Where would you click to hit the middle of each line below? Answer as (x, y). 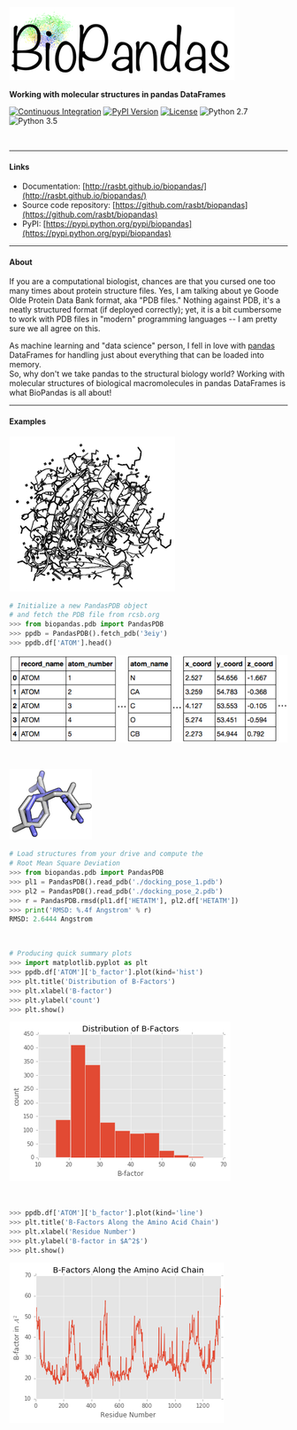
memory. (25, 365)
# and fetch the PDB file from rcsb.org (85, 615)
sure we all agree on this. (55, 329)
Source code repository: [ (69, 205)
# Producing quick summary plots (71, 954)
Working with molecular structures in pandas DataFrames (118, 94)
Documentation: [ (53, 186)
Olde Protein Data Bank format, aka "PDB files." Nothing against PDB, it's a (145, 300)
